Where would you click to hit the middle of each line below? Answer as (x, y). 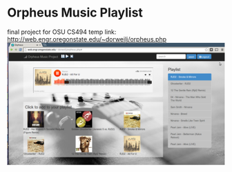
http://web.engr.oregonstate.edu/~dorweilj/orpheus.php (87, 39)
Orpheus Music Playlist (75, 13)
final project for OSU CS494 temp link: (62, 32)
